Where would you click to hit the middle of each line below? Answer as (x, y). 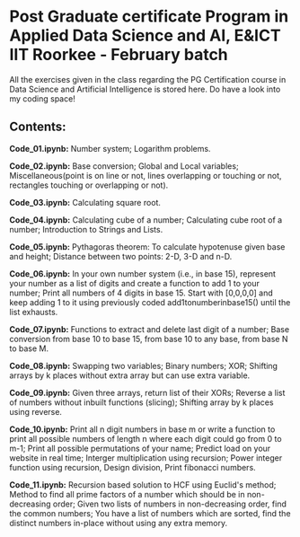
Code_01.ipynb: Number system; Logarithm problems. (110, 148)
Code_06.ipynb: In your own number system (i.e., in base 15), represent (143, 273)
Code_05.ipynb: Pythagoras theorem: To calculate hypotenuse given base (147, 246)
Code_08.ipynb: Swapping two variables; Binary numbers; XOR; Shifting (144, 365)
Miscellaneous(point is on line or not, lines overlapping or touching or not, (146, 175)
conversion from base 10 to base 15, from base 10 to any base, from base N (149, 339)
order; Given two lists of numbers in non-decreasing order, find (170, 504)
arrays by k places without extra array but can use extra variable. (130, 375)
